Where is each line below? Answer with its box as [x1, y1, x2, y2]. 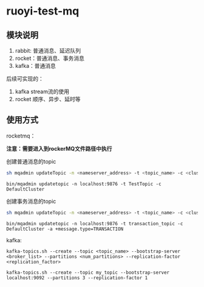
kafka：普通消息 [15, 62, 56, 69]
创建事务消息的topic [6, 197, 56, 205]
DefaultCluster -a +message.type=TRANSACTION [6, 226, 123, 232]
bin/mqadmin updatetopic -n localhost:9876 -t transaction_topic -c [6, 220, 183, 226]
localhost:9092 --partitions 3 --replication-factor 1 [6, 274, 148, 281]
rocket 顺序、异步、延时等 [15, 96, 81, 102]
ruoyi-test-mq [6, 4, 80, 18]
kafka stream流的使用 [15, 88, 70, 95]
